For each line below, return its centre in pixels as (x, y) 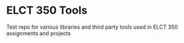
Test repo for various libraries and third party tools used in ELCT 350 (92, 27)
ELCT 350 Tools (47, 10)
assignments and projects (39, 33)
